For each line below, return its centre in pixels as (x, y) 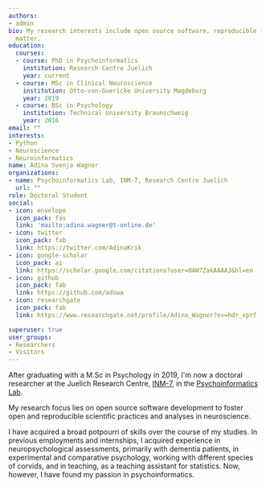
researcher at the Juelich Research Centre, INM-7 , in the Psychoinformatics (133, 384)
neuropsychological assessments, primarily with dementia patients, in (124, 449)
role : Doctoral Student (48, 195)
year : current (46, 76)
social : (21, 203)
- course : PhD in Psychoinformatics (77, 61)
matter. (29, 38)
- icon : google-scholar (48, 255)
